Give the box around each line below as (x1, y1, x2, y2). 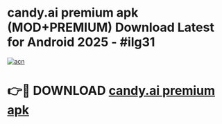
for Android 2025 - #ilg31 (7, 35, 155, 50)
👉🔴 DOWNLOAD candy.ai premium (7, 83, 216, 98)
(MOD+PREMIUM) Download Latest (7, 19, 215, 35)
